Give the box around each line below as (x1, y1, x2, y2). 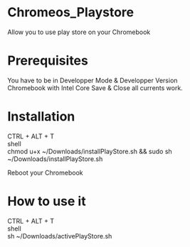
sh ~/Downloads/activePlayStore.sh (7, 231, 112, 240)
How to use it (7, 193, 87, 209)
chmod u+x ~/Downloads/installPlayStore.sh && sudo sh (7, 147, 172, 155)
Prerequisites (7, 53, 89, 69)
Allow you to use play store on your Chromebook (7, 28, 151, 36)
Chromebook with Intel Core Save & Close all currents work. (7, 83, 183, 92)
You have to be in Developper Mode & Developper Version (7, 76, 178, 84)
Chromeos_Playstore (7, 4, 134, 21)
